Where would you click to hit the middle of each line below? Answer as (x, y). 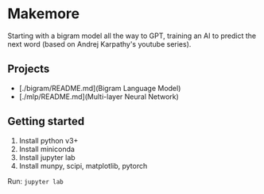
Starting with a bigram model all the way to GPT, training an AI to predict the (132, 36)
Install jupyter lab (47, 157)
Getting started (46, 122)
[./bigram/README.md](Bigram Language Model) (100, 88)
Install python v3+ (49, 140)
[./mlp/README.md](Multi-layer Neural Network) (99, 97)
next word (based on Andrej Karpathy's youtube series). (99, 44)
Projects (29, 69)
